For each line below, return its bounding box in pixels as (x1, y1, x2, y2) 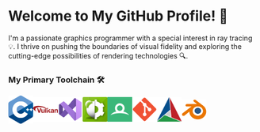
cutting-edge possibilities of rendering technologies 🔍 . (8, 51, 189, 60)
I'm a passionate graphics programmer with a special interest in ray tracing (8, 33, 253, 43)
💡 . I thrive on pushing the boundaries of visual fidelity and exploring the (8, 41, 242, 51)
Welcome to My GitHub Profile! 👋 (8, 7, 228, 25)
